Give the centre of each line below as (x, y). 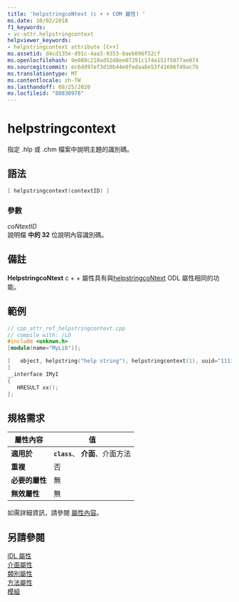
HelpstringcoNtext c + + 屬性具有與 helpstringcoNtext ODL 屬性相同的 (110, 278)
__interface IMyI (33, 374)
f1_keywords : (27, 27)
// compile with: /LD (39, 335)
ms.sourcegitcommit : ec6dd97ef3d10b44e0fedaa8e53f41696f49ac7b (103, 67)
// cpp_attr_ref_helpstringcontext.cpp (67, 328)
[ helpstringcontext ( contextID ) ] (59, 191)
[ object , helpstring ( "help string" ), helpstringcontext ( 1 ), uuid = (113, 361)
